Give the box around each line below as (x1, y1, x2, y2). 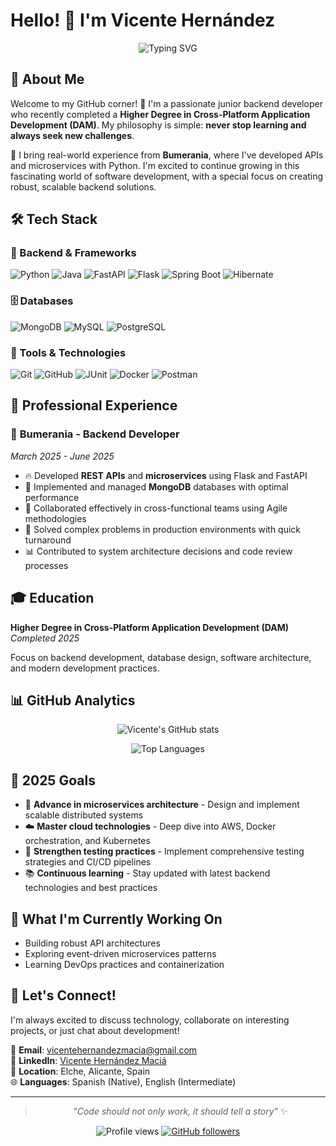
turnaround (24, 534, 72, 546)
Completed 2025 (10, 632, 80, 644)
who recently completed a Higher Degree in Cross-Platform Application (10, 108, 311, 120)
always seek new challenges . (10, 129, 135, 141)
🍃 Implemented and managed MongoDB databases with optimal (24, 480, 289, 493)
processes (24, 559, 69, 571)
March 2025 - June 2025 (10, 450, 115, 462)
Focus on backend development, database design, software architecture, (10, 651, 312, 663)
